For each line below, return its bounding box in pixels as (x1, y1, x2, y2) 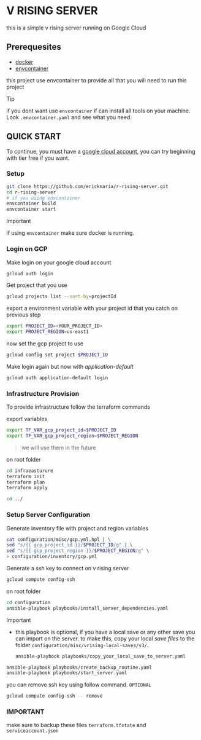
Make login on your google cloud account (6, 259, 112, 266)
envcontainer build (6, 200, 56, 207)
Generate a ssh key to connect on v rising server (6, 565, 129, 572)
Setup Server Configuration (6, 511, 91, 519)
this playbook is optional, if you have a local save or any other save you (15, 628, 195, 636)
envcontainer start (6, 207, 56, 213)
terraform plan (6, 479, 45, 486)
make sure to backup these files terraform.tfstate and (6, 722, 146, 729)
